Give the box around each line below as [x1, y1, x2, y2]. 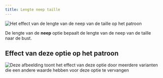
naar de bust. [5, 35, 32, 41]
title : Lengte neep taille [5, 7, 60, 12]
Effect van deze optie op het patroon [5, 49, 119, 58]
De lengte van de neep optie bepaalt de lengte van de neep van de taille [5, 30, 151, 36]
